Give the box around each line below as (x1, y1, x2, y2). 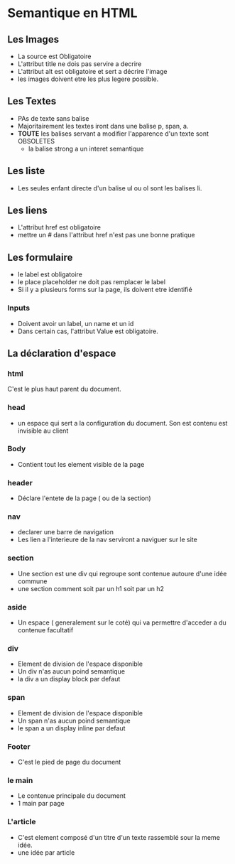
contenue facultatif (17, 626, 74, 634)
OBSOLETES (17, 136, 55, 145)
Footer (7, 741, 31, 751)
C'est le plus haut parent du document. (7, 385, 122, 394)
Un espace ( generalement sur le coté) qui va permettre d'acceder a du (17, 618, 227, 627)
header (7, 477, 33, 487)
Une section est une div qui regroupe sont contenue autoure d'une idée (17, 569, 227, 578)
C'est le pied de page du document (17, 757, 121, 766)
